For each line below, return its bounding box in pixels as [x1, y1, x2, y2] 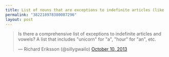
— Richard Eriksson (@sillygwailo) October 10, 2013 [17, 46, 127, 52]
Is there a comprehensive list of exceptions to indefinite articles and [17, 31, 162, 37]
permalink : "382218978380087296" [5, 12, 77, 17]
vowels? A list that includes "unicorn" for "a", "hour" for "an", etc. [17, 36, 157, 42]
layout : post [5, 17, 33, 22]
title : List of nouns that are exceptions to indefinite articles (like [5, 7, 164, 13]
